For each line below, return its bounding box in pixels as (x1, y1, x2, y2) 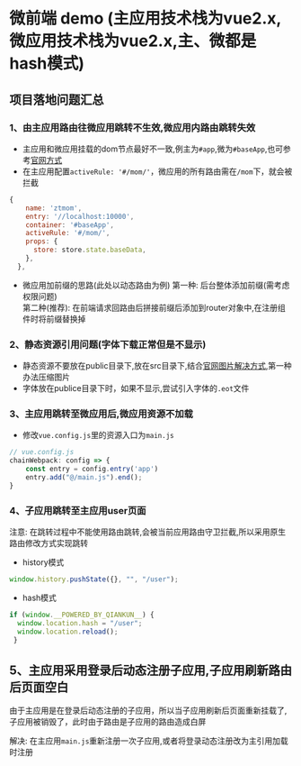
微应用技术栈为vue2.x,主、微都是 (9, 31, 257, 51)
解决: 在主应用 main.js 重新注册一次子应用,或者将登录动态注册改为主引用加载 (9, 735, 289, 746)
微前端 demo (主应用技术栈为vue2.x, (9, 8, 282, 29)
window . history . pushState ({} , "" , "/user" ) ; (9, 575, 179, 584)
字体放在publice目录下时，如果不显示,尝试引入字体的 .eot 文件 (22, 383, 250, 394)
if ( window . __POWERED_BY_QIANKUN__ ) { (9, 610, 155, 619)
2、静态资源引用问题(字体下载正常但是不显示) (9, 338, 207, 351)
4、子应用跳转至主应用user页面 (9, 504, 146, 516)
